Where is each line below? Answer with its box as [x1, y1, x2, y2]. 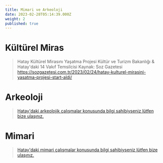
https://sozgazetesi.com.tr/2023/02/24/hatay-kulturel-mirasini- [17, 69, 146, 75]
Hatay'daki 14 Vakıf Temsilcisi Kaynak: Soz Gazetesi [17, 64, 123, 70]
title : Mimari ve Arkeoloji [5, 7, 63, 12]
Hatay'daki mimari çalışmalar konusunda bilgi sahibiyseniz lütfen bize [17, 147, 158, 153]
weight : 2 [5, 16, 26, 21]
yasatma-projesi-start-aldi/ [17, 75, 72, 81]
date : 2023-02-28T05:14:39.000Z [5, 12, 71, 17]
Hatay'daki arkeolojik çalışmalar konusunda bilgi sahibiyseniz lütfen [17, 108, 154, 114]
